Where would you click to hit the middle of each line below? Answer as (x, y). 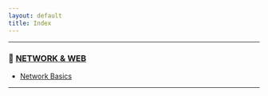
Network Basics (46, 76)
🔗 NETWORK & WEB (47, 58)
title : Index (30, 23)
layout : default (35, 16)
